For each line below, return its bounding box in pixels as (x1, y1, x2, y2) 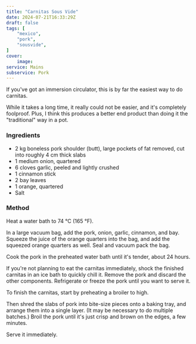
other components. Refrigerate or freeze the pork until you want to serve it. (6, 277, 191, 284)
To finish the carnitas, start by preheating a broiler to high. (6, 289, 149, 296)
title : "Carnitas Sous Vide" (6, 8, 79, 15)
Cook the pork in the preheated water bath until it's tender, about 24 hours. (6, 253, 191, 260)
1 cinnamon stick (14, 170, 57, 177)
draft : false (6, 20, 39, 26)
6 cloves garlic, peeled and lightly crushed (14, 164, 119, 171)
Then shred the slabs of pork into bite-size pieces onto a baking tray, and (6, 300, 186, 307)
